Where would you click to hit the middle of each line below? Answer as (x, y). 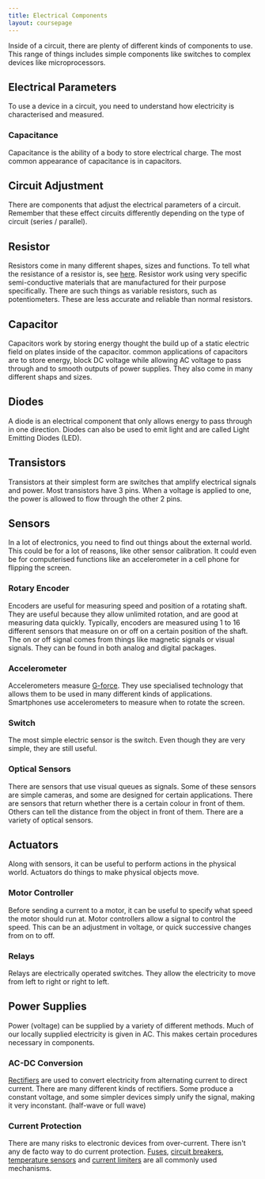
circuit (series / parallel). (48, 222)
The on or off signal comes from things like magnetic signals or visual (121, 639)
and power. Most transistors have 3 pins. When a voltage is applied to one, (130, 490)
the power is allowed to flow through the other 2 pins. (95, 498)
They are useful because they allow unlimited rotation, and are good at (123, 614)
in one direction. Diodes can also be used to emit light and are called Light (129, 429)
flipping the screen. (40, 568)
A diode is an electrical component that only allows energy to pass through (130, 421)
